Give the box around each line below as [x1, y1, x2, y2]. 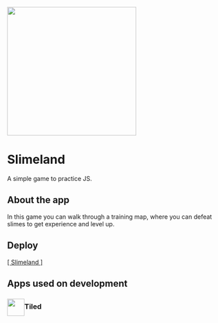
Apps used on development [7, 278, 128, 289]
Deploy [7, 240, 39, 252]
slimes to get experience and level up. [7, 219, 115, 228]
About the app [7, 194, 70, 206]
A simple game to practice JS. [7, 174, 93, 182]
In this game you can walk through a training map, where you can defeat [7, 213, 212, 221]
